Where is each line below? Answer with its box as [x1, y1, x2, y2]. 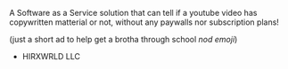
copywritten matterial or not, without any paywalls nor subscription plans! [9, 17, 279, 27]
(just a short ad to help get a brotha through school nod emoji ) [9, 34, 238, 44]
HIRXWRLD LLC [21, 51, 80, 61]
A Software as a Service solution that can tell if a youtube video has [9, 8, 258, 18]
